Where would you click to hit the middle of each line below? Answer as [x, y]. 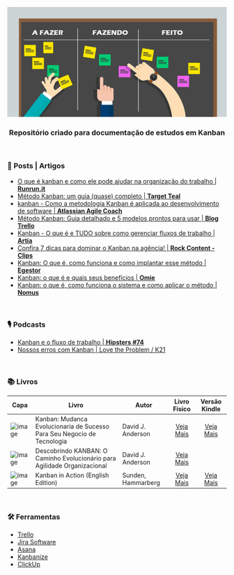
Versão [211, 401]
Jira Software [37, 542]
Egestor [29, 270]
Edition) [46, 483]
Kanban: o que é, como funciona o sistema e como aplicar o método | [117, 285]
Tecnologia [51, 441]
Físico [182, 409]
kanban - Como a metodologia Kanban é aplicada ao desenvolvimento [118, 203]
